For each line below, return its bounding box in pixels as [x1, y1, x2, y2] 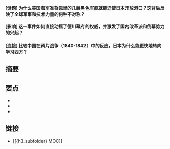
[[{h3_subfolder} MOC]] [12, 138, 62, 144]
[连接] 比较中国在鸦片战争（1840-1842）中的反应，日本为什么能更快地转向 [5, 42, 162, 48]
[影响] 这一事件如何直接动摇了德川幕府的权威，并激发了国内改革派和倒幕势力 [5, 23, 165, 30]
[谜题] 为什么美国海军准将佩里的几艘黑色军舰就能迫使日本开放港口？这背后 [5, 5, 160, 11]
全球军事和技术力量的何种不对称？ [14, 11, 85, 17]
